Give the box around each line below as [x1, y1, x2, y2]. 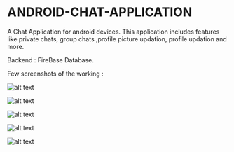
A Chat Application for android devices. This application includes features [7, 27, 220, 36]
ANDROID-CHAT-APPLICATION [7, 4, 193, 20]
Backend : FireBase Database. [7, 55, 95, 64]
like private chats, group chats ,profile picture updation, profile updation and [7, 34, 228, 43]
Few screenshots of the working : [7, 69, 104, 78]
